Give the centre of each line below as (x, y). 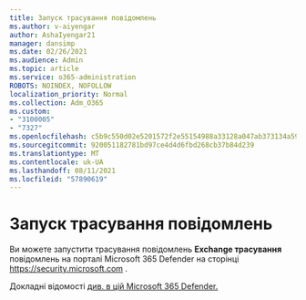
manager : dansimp (42, 43)
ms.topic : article (44, 69)
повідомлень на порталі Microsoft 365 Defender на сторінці (124, 259)
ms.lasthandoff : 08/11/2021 (63, 171)
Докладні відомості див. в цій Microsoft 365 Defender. (114, 286)
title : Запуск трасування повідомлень (83, 18)
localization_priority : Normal (69, 94)
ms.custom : (30, 111)
